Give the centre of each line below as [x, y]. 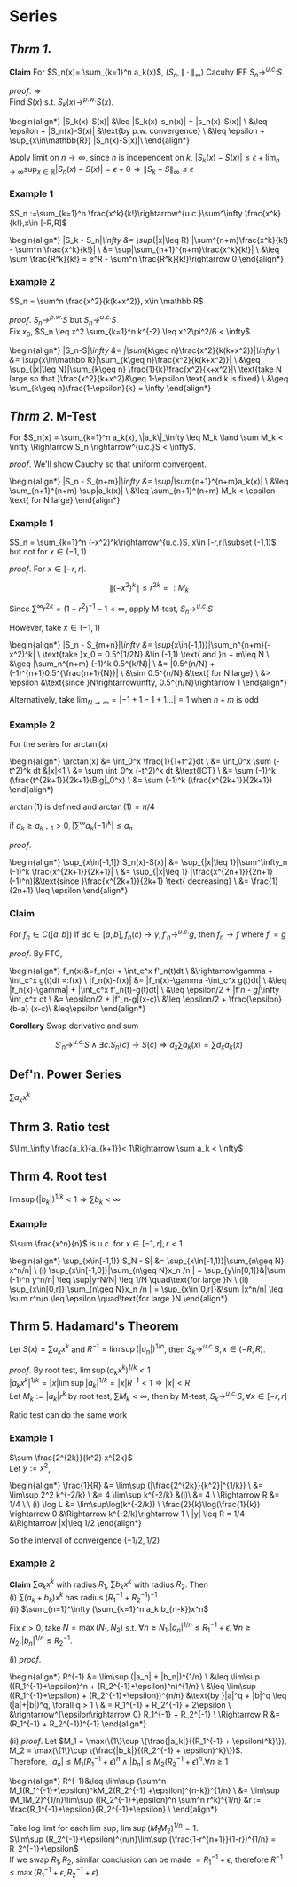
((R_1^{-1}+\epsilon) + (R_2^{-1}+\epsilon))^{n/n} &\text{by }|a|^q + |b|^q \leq [148, 1695]
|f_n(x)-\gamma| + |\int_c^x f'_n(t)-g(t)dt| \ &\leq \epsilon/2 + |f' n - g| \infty [145, 989]
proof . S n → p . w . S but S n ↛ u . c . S [63, 320]
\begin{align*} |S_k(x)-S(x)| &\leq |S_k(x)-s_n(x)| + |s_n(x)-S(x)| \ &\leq [138, 121]
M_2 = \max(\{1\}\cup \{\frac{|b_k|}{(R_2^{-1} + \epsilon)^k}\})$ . [126, 1750]
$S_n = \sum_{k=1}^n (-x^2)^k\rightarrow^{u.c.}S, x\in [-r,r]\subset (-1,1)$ [143, 542]
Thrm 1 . [31, 49]
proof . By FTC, [36, 953]
